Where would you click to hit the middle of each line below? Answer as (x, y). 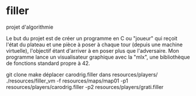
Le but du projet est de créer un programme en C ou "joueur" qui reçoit (92, 38)
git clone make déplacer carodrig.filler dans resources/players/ (82, 74)
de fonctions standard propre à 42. (48, 63)
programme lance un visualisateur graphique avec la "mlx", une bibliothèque (98, 57)
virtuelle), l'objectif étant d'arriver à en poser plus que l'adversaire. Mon (93, 50)
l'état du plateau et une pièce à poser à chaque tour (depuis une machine (94, 44)
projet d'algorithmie (30, 27)
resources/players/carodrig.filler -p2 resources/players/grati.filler (85, 87)
